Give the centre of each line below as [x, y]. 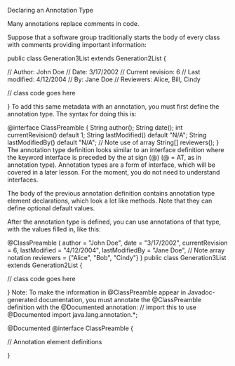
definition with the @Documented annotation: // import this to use [102, 307]
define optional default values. [51, 208]
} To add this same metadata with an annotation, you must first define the [113, 107]
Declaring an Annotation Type [50, 10]
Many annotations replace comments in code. [73, 23]
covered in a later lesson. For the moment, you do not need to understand [114, 172]
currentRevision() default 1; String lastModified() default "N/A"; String [107, 135]
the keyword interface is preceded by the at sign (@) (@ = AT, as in [105, 157]
